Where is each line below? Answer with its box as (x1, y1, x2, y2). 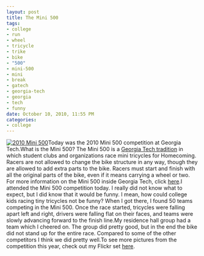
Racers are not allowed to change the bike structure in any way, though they (6, 158, 198, 166)
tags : (6, 20, 20, 26)
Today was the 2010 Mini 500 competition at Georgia (48, 139, 181, 146)
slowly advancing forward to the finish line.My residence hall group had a (6, 217, 191, 224)
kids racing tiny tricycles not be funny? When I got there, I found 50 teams (6, 197, 193, 205)
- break (6, 77, 26, 83)
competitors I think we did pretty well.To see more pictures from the (6, 236, 177, 244)
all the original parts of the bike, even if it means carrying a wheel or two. (6, 171, 191, 179)
